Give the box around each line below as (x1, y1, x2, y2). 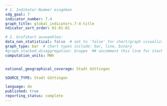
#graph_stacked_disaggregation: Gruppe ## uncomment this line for (5, 48, 150, 53)
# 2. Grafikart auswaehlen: (5, 35, 64, 40)
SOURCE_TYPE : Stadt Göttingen (5, 75, 68, 80)
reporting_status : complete (5, 94, 64, 99)
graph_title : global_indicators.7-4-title (5, 21, 94, 26)
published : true (5, 89, 39, 94)
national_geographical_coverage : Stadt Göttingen (5, 66, 110, 71)
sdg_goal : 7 (5, 12, 30, 17)
